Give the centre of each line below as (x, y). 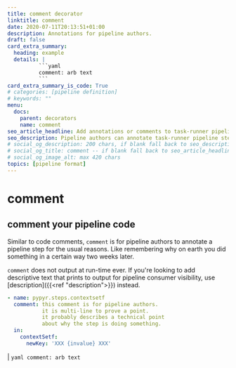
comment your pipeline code (71, 224)
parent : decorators (48, 118)
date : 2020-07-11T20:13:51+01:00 (56, 27)
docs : (22, 112)
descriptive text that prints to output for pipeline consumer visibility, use (111, 277)
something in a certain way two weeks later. (71, 256)
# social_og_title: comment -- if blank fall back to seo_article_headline (120, 151)
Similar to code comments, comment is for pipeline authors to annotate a (110, 241)
